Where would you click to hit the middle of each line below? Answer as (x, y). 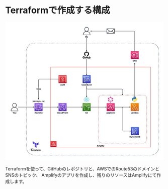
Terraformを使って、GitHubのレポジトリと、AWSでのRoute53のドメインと (82, 169)
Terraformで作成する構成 (58, 10)
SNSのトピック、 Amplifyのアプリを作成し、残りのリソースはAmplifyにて (81, 175)
